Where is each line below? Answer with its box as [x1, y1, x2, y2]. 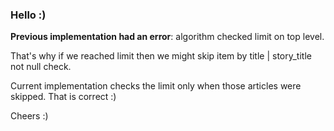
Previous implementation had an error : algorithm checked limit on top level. [10, 31, 325, 43]
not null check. [10, 61, 72, 73]
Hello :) [10, 8, 47, 22]
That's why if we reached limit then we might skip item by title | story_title [10, 50, 312, 62]
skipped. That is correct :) [10, 91, 117, 103]
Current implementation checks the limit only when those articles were [10, 80, 302, 92]
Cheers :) [10, 110, 49, 122]
